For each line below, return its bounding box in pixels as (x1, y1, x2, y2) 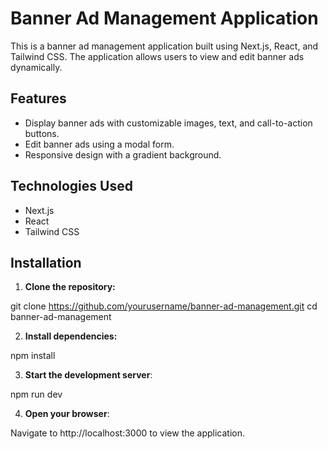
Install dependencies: (24, 330, 118, 342)
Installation (10, 254, 82, 271)
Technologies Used (10, 178, 133, 195)
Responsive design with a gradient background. (24, 148, 222, 161)
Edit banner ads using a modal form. (24, 138, 175, 150)
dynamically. (10, 61, 63, 73)
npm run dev (10, 388, 63, 401)
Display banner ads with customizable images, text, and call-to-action (24, 117, 313, 129)
